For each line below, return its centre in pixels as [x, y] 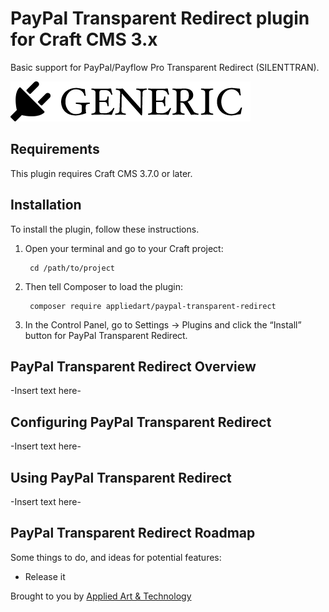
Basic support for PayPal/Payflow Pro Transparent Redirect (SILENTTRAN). [165, 67]
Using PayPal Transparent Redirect [121, 477]
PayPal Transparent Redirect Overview [133, 366]
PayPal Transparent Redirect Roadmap [133, 533]
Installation [46, 205]
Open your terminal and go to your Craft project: [124, 248]
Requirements [55, 149]
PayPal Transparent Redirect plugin [160, 18]
